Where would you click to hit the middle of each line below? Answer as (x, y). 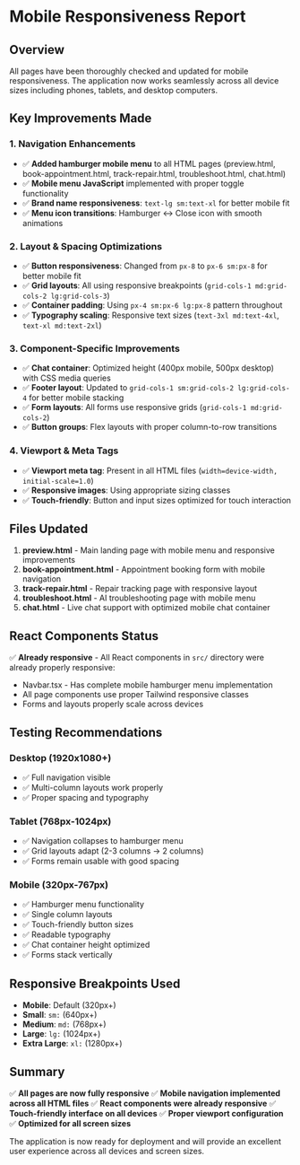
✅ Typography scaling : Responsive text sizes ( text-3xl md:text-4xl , (150, 315)
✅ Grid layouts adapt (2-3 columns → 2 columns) (113, 851)
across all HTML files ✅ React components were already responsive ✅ (143, 1104)
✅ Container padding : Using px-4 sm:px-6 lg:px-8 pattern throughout (152, 305)
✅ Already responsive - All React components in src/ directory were (137, 658)
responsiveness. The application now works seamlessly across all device (144, 81)
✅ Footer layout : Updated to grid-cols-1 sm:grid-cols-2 (128, 388)
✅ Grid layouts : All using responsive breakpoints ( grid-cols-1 (137, 285)
